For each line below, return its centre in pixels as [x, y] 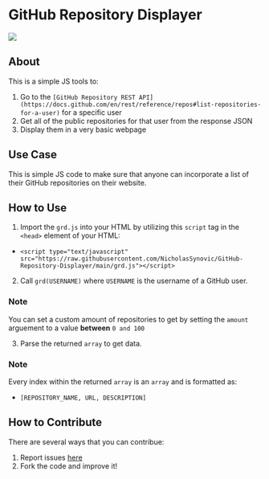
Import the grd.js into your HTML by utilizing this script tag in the [129, 227]
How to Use [38, 208]
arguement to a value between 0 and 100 [77, 328]
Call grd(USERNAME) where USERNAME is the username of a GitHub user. [134, 281]
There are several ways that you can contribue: [86, 442]
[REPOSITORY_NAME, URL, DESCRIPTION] [83, 398]
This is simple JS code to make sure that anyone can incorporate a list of [128, 174]
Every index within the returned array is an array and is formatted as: [123, 381]
